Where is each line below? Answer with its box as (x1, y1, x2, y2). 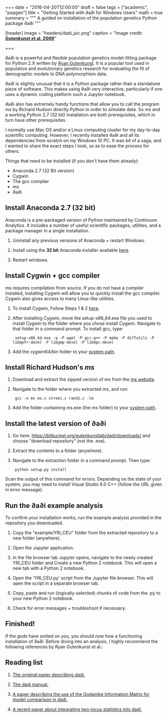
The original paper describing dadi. (12, 671, 85, 678)
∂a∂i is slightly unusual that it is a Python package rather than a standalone (5, 80, 160, 86)
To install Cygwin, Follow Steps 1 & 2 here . (12, 305, 100, 311)
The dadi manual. (12, 681, 49, 687)
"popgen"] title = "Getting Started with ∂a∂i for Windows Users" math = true (5, 10, 163, 16)
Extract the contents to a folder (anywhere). (12, 447, 103, 454)
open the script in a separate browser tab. (12, 580, 99, 586)
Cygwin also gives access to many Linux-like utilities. (5, 295, 115, 301)
